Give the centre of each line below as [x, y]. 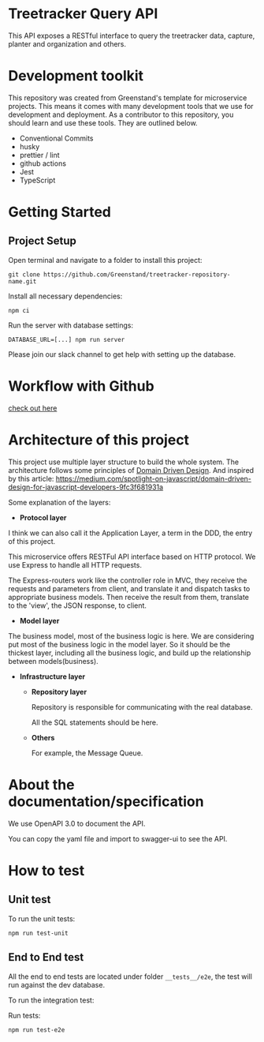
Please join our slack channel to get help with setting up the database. [122, 354]
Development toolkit [76, 76]
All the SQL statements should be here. [95, 722]
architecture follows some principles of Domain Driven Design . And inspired [131, 470]
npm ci [19, 310]
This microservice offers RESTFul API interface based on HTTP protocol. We [132, 557]
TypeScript [37, 180]
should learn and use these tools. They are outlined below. [103, 122]
